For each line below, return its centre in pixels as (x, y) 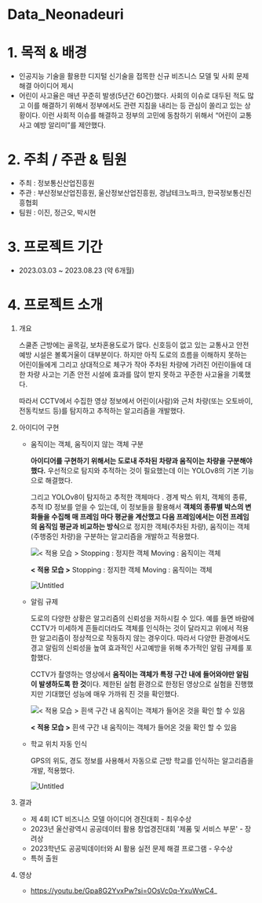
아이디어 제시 (53, 86)
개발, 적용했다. (53, 770)
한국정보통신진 (229, 193)
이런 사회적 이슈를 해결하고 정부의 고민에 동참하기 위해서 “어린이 (140, 115)
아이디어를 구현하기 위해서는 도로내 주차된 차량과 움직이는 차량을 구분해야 (141, 460)
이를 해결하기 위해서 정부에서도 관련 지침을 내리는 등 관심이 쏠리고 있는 (135, 106)
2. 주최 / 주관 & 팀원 (67, 160)
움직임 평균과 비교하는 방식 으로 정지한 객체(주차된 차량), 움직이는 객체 (144, 526)
